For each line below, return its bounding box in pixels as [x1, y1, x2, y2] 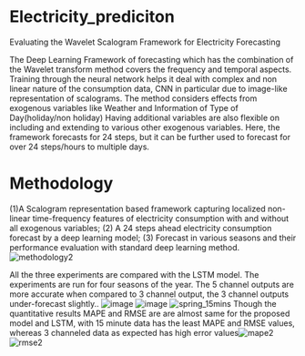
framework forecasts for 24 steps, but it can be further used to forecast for [9, 131, 291, 142]
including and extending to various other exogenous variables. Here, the [9, 121, 280, 133]
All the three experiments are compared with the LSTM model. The [9, 269, 259, 280]
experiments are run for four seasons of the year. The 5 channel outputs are [9, 279, 294, 290]
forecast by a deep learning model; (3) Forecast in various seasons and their [9, 232, 297, 243]
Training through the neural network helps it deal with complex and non [9, 73, 278, 84]
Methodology [9, 173, 114, 194]
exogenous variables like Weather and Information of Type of [9, 102, 239, 113]
